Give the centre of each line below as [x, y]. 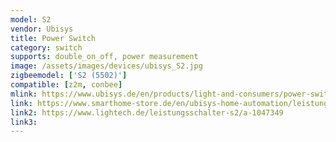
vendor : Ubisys [42, 29]
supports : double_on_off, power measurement [104, 57]
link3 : [24, 122]
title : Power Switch [53, 38]
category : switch [46, 47]
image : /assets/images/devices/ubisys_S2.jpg [106, 66]
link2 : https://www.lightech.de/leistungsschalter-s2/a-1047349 [147, 112]
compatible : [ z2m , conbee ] [66, 85]
